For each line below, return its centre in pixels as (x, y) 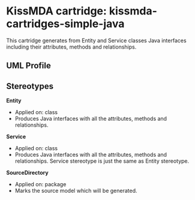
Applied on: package (40, 184)
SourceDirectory (28, 173)
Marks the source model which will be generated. (76, 191)
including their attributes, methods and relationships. (71, 47)
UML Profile (28, 66)
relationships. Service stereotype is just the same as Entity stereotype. (102, 161)
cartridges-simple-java (65, 24)
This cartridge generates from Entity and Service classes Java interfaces (97, 40)
